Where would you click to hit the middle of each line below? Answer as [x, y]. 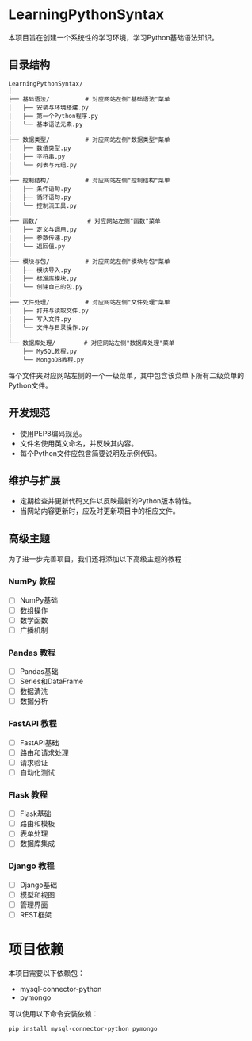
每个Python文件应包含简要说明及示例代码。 [90, 453]
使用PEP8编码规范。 [53, 433]
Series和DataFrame [52, 681]
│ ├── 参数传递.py [40, 238]
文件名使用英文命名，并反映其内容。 [79, 443]
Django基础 [38, 885]
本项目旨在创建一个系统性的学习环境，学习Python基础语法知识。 [114, 37]
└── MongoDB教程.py [53, 360]
